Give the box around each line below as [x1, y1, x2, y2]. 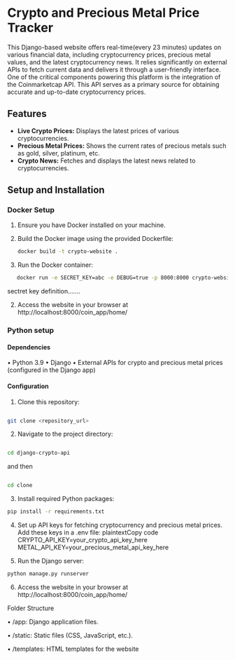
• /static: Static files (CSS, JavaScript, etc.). [7, 631, 133, 639]
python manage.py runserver [7, 570, 90, 577]
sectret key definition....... [7, 287, 80, 296]
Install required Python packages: [17, 495, 115, 503]
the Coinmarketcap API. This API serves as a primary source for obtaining [7, 80, 220, 88]
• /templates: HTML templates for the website [7, 645, 139, 653]
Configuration [7, 382, 49, 390]
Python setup [7, 326, 55, 336]
